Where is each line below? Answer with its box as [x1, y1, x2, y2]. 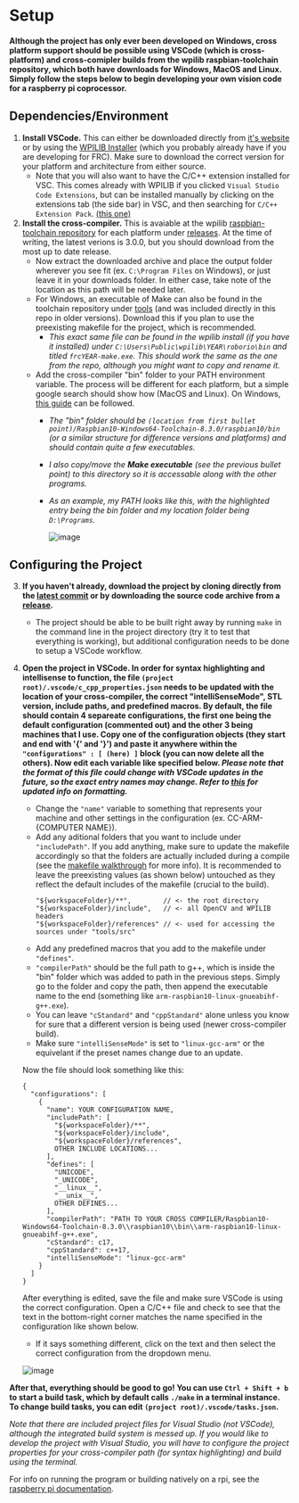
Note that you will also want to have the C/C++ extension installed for [35, 170, 290, 181]
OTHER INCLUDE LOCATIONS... [54, 1144, 158, 1153]
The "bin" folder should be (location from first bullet [48, 415, 256, 425]
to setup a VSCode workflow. [35, 646, 142, 657]
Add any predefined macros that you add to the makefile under [35, 943, 267, 954]
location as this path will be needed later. [35, 284, 186, 294]
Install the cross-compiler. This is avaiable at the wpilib [21, 218, 228, 228]
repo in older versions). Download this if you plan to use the [35, 312, 255, 323]
